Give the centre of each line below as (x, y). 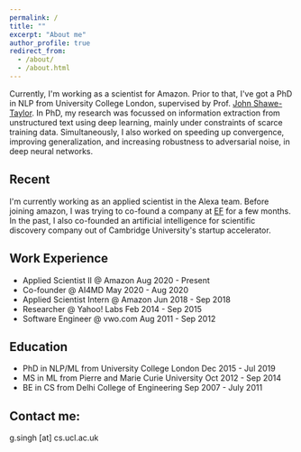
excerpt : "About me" (48, 34)
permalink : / (34, 18)
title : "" (28, 26)
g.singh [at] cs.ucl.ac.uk (54, 438)
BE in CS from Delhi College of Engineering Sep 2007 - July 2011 (142, 388)
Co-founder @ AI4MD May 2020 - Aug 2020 (105, 290)
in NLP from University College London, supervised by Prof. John (131, 103)
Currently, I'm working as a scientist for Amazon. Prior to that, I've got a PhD (151, 93)
